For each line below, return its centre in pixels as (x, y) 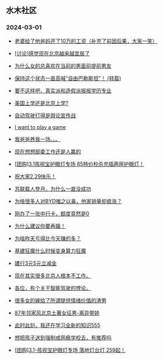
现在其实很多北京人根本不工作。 (53, 276)
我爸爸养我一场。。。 (38, 139)
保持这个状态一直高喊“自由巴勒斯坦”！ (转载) (68, 78)
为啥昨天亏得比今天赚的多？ (48, 238)
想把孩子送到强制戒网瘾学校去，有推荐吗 (63, 337)
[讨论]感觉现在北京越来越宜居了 (52, 53)
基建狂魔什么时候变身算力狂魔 (50, 250)
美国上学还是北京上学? (41, 103)
